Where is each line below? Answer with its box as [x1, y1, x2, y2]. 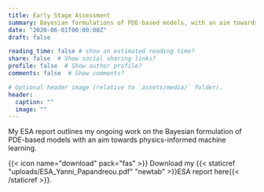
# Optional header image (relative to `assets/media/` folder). [8, 83, 223, 91]
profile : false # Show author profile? [8, 62, 143, 71]
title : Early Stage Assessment [8, 11, 111, 20]
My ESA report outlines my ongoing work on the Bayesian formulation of [8, 127, 242, 136]
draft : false [8, 33, 51, 42]
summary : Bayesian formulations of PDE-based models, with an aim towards [8, 19, 258, 27]
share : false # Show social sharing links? [8, 55, 156, 63]
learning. [8, 143, 37, 153]
